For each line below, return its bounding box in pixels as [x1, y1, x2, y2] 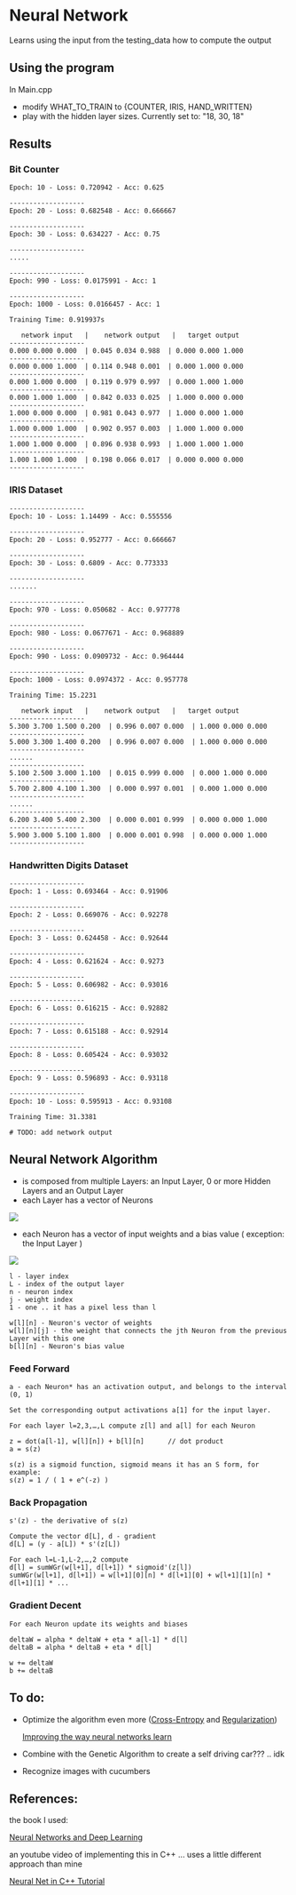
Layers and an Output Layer [21, 1185, 124, 1195]
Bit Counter [9, 164, 59, 176]
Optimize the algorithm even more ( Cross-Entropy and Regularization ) [21, 1714, 277, 1724]
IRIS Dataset [9, 484, 64, 496]
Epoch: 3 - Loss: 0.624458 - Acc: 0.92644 [9, 934, 168, 943]
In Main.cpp [9, 84, 53, 94]
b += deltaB [9, 1666, 53, 1675]
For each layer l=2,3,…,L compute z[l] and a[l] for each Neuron [9, 1421, 255, 1431]
